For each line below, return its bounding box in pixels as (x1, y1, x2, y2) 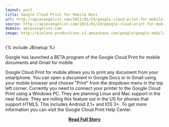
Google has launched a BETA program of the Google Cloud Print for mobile (5, 54, 160, 60)
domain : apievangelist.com (5, 26, 62, 31)
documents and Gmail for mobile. (5, 60, 74, 65)
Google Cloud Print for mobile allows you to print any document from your (5, 69, 158, 75)
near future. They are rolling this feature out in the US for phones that (5, 96, 149, 102)
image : (5, 31, 19, 36)
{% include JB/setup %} (5, 45, 55, 50)
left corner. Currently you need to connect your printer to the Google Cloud (5, 85, 161, 91)
